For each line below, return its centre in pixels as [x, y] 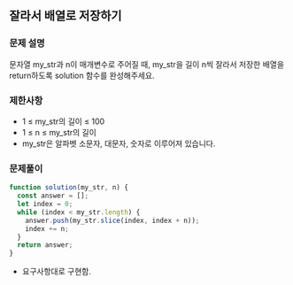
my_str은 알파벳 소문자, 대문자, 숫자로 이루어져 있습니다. [119, 143]
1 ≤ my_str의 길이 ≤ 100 [63, 121]
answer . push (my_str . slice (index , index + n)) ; [112, 220]
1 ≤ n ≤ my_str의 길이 [59, 132]
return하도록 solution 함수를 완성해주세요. [82, 75]
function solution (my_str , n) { [69, 188]
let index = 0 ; [45, 204]
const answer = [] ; [53, 196]
